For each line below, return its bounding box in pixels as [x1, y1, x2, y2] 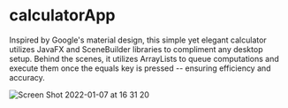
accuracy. [9, 72, 46, 82]
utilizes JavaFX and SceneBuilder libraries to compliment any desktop [9, 43, 263, 54]
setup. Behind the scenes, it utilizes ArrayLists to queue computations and [9, 53, 280, 64]
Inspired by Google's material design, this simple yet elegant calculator [9, 35, 267, 45]
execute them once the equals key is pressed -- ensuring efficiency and [9, 63, 271, 73]
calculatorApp [9, 5, 116, 26]
